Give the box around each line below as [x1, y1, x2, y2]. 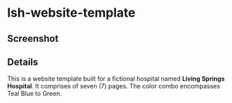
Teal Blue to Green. [7, 89, 63, 98]
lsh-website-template [7, 5, 135, 21]
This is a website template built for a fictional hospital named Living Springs [7, 74, 225, 83]
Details [7, 56, 38, 68]
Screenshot [7, 33, 59, 45]
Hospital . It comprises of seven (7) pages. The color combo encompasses [7, 82, 220, 90]
